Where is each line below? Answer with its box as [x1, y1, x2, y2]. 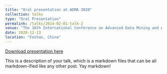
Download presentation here [5, 48, 64, 54]
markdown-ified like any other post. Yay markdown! [5, 63, 111, 69]
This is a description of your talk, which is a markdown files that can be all [5, 58, 157, 64]
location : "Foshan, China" [5, 35, 61, 40]
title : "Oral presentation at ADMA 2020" [5, 7, 92, 12]
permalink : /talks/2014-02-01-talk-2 [5, 21, 83, 26]
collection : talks [5, 12, 43, 17]
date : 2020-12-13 [5, 30, 41, 35]
